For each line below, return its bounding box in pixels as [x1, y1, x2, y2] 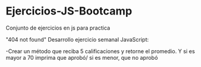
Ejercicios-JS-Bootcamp [5, 4, 132, 18]
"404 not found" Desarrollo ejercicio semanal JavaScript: [5, 36, 149, 43]
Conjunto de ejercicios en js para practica [5, 24, 110, 31]
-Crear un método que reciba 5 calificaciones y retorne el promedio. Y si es [5, 47, 196, 55]
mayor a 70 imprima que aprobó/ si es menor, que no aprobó [5, 54, 158, 61]
